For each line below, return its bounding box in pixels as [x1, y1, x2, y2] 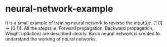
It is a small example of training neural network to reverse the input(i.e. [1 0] [5, 20, 163, 26]
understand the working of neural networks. [5, 36, 97, 42]
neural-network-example [5, 3, 113, 15]
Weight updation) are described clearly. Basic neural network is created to [5, 30, 160, 36]
